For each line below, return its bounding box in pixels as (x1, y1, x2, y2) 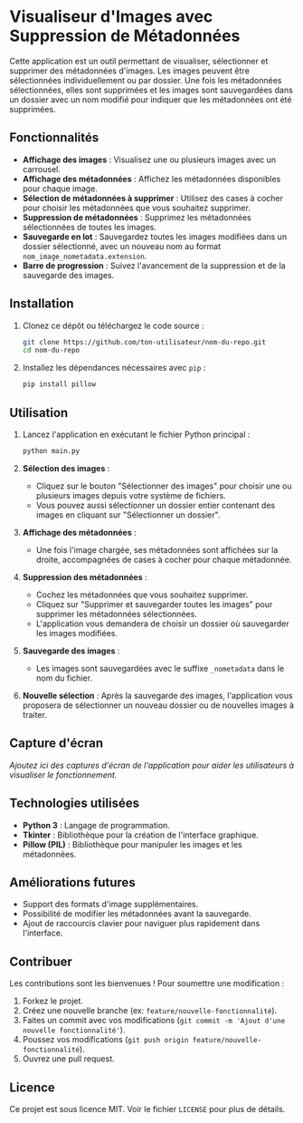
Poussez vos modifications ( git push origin (22, 1034, 189, 1045)
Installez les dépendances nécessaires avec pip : (22, 363, 206, 373)
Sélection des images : (22, 462, 110, 473)
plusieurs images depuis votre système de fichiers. (35, 489, 226, 500)
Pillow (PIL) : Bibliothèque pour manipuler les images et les (22, 838, 242, 849)
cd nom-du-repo (22, 346, 80, 355)
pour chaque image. (22, 183, 98, 194)
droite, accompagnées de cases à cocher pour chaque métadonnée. (35, 554, 292, 565)
